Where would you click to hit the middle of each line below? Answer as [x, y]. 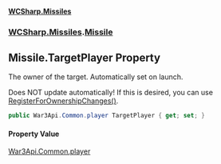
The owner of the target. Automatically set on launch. [96, 77]
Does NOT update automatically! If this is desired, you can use [111, 93]
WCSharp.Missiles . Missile [61, 32]
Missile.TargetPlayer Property [85, 57]
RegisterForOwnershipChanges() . [63, 101]
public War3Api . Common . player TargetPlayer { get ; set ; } [107, 116]
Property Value [34, 134]
